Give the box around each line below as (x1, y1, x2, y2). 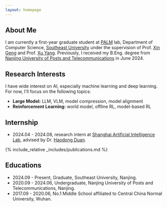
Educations (5, 161, 42, 170)
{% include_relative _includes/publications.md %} (5, 147, 108, 153)
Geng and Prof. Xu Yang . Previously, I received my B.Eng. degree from (5, 50, 150, 56)
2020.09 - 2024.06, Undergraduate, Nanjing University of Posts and (12, 179, 153, 186)
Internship (5, 118, 39, 127)
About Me (5, 26, 37, 35)
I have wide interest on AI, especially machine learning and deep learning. (5, 83, 158, 89)
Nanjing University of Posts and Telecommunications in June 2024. (5, 55, 144, 61)
